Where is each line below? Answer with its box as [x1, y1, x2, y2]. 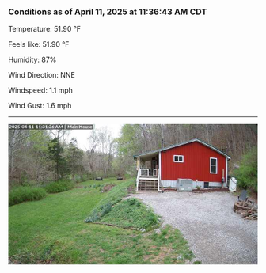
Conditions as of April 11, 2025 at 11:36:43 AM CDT [8, 6, 207, 17]
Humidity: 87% [8, 55, 57, 65]
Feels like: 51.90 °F [8, 40, 70, 49]
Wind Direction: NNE [8, 70, 75, 80]
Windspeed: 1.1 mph [8, 85, 74, 95]
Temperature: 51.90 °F [8, 25, 82, 34]
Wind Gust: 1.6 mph [8, 101, 72, 111]
